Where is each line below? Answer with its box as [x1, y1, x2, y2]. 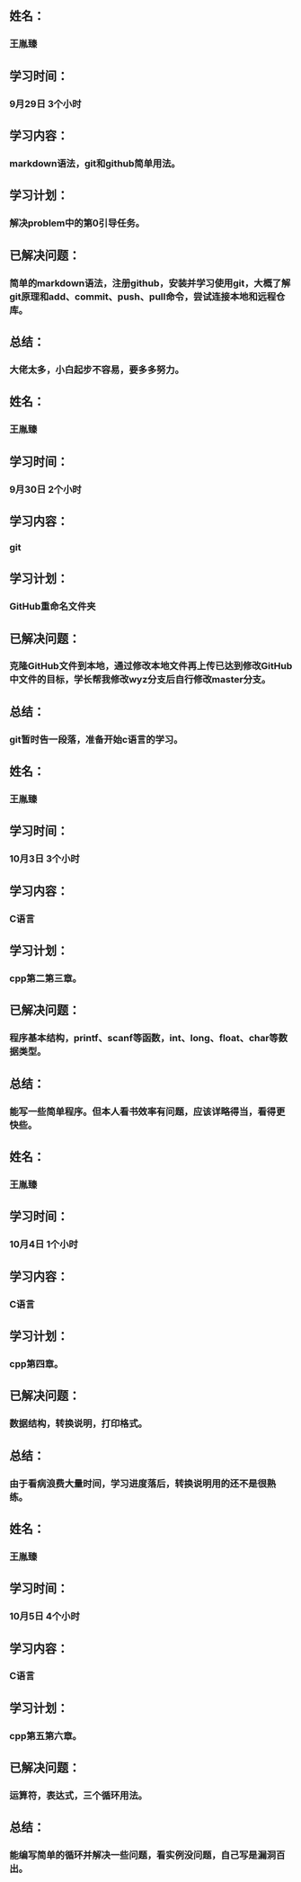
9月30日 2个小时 [9, 483, 83, 495]
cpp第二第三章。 [9, 972, 83, 985]
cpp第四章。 [9, 1357, 64, 1369]
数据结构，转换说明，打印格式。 [9, 1417, 148, 1430]
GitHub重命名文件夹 [9, 601, 96, 613]
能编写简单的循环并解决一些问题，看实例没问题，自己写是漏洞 [9, 1849, 277, 1861]
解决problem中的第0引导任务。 [9, 217, 146, 229]
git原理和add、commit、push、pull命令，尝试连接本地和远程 [9, 290, 277, 303]
